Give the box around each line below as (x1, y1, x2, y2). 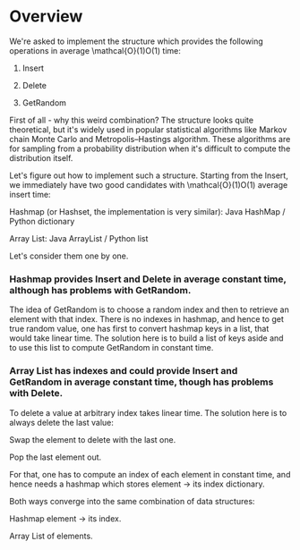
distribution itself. (9, 152, 73, 163)
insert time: (9, 189, 51, 199)
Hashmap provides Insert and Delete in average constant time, (9, 273, 287, 285)
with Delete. (9, 387, 64, 400)
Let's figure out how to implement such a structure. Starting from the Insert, (9, 170, 288, 181)
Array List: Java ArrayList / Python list (9, 233, 149, 243)
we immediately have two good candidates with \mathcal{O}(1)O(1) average (9, 179, 288, 190)
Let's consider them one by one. (9, 250, 129, 261)
